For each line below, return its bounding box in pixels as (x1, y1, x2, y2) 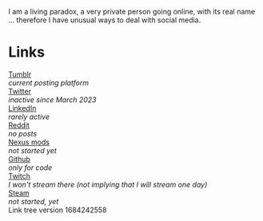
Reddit (8, 120, 30, 130)
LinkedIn (8, 103, 37, 112)
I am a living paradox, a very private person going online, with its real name (8, 7, 256, 16)
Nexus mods (8, 137, 50, 147)
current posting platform (8, 77, 90, 87)
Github (8, 154, 30, 164)
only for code (8, 163, 53, 172)
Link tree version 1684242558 (8, 205, 107, 215)
